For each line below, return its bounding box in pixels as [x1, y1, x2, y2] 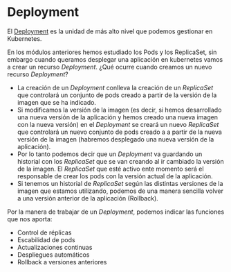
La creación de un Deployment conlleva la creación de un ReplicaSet [17, 83, 214, 92]
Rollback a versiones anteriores [17, 257, 107, 266]
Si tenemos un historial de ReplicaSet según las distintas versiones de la [17, 179, 223, 187]
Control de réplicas [17, 228, 72, 237]
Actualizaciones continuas [17, 243, 93, 251]
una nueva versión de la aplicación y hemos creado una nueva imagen [17, 112, 218, 121]
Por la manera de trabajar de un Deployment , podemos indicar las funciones [7, 207, 225, 216]
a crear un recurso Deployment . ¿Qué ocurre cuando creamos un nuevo [7, 62, 212, 71]
